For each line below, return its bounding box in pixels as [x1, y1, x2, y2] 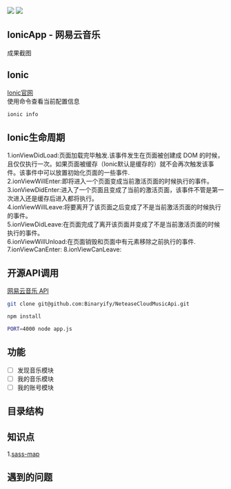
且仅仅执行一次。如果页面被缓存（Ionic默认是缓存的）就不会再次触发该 [7, 160, 208, 169]
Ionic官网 [7, 88, 33, 97]
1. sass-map [7, 450, 40, 458]
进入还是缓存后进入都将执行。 [12, 194, 98, 203]
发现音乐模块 [17, 366, 54, 374]
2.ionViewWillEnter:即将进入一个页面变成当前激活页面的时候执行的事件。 [7, 177, 213, 186]
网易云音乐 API [7, 287, 50, 295]
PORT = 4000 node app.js [7, 325, 72, 332]
